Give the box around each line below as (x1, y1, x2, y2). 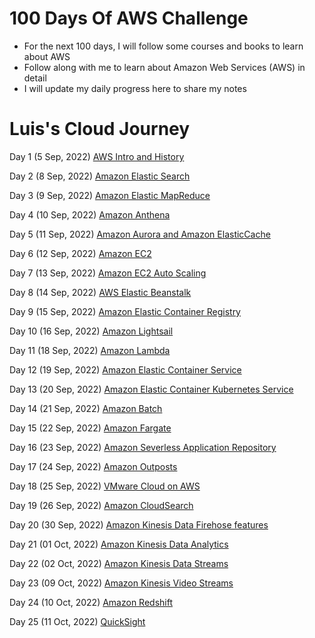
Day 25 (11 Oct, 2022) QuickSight (9, 615, 146, 627)
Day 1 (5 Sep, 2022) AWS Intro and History (9, 150, 185, 162)
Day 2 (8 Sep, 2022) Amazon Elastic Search (9, 170, 191, 182)
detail (23, 72, 47, 84)
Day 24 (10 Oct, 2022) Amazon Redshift (9, 596, 173, 608)
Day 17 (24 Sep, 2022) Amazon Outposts (9, 460, 178, 472)
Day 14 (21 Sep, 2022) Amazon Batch (9, 402, 163, 414)
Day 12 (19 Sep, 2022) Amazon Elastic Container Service (9, 363, 242, 376)
